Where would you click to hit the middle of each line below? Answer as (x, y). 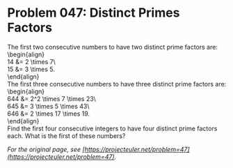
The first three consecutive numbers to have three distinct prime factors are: (117, 84)
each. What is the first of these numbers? (66, 136)
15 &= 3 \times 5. (31, 69)
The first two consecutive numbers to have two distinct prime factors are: (112, 47)
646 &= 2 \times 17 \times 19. (49, 114)
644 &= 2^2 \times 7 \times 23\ (51, 98)
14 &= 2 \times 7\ (31, 61)
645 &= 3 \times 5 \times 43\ (48, 106)
